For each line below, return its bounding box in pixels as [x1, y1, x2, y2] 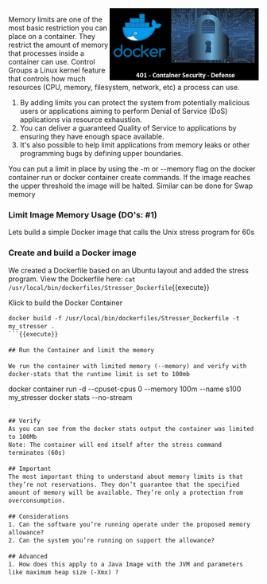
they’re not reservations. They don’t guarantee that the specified [8, 480, 240, 488]
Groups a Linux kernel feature [8, 65, 106, 75]
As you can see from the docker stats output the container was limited [8, 425, 254, 433]
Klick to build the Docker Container [8, 298, 123, 308]
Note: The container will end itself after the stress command [8, 441, 222, 449]
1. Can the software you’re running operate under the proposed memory [8, 520, 250, 528]
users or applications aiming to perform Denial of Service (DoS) [19, 107, 228, 116]
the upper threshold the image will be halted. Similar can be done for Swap [8, 181, 253, 190]
